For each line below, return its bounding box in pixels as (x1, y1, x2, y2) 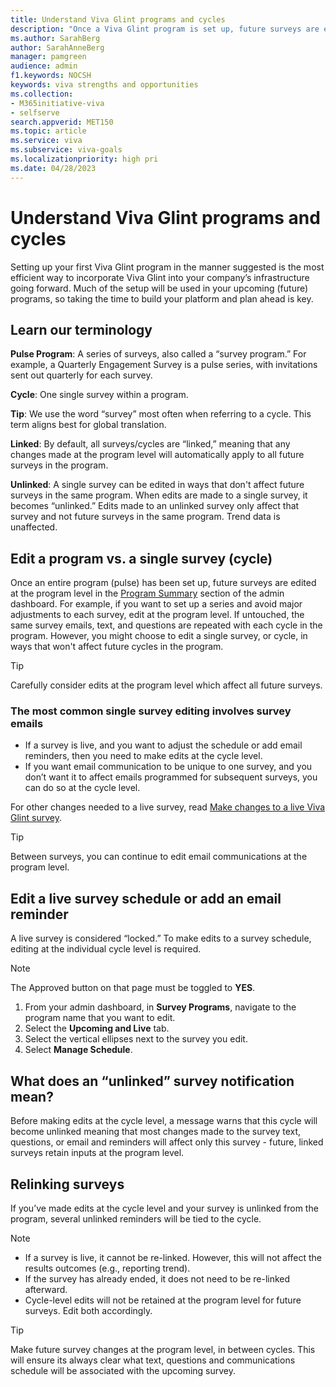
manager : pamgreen (10, 52, 87, 62)
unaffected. (10, 521, 58, 533)
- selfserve (10, 107, 60, 118)
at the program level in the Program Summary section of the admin (10, 587, 285, 600)
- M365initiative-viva (10, 98, 105, 108)
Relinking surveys (10, 1176, 125, 1193)
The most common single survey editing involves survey (10, 704, 292, 718)
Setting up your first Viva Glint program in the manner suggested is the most (10, 261, 325, 273)
